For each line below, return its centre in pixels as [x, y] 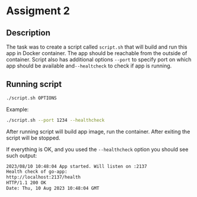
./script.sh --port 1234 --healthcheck [55, 120]
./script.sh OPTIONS [32, 98]
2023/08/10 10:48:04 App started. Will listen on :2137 [77, 166]
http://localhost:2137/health [44, 177]
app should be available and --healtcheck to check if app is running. [89, 66]
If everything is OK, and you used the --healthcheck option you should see [97, 149]
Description [28, 33]
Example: [18, 109]
